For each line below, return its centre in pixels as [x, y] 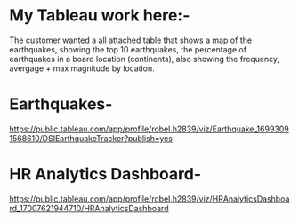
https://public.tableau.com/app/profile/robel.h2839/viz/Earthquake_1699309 [149, 129]
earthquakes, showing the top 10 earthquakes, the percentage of [128, 49]
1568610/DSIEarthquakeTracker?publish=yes [91, 138]
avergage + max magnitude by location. [82, 68]
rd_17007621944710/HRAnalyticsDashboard [89, 208]
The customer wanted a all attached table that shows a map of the [130, 40]
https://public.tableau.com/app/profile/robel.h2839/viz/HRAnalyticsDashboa [149, 198]
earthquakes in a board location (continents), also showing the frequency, [145, 59]
